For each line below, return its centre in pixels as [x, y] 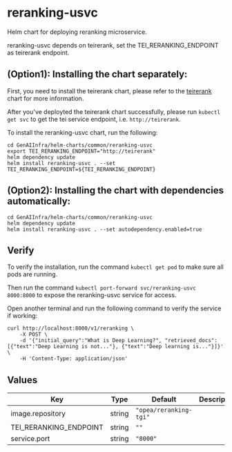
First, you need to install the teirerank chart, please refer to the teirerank [109, 91]
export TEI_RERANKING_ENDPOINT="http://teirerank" [81, 151]
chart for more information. [46, 98]
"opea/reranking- [164, 410]
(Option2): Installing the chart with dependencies [116, 190]
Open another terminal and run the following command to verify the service [115, 308]
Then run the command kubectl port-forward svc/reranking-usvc [102, 288]
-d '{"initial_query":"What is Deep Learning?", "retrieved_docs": [118, 341]
